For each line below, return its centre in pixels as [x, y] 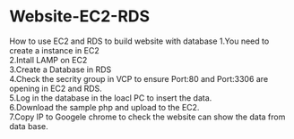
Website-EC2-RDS [80, 16]
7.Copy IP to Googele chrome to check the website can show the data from [147, 117]
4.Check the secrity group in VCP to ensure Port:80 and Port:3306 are [139, 78]
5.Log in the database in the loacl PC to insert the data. [111, 98]
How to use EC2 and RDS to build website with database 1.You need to [139, 41]
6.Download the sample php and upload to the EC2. [104, 107]
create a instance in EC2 [55, 50]
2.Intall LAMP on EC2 [48, 60]
